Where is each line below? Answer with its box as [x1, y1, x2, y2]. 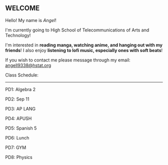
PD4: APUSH [5, 115, 32, 121]
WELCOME [5, 4, 40, 12]
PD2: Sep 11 [5, 96, 29, 102]
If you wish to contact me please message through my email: [5, 57, 131, 63]
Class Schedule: [5, 72, 39, 78]
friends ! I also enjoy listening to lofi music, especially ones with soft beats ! [5, 47, 163, 53]
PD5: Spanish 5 [5, 125, 37, 131]
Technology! [5, 32, 31, 38]
